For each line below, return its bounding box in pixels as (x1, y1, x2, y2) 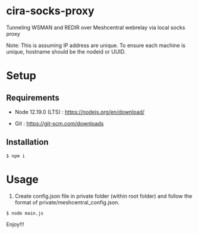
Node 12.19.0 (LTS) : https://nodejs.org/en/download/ (14, 108, 144, 116)
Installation (6, 137, 49, 147)
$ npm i (6, 153, 26, 159)
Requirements (6, 92, 59, 102)
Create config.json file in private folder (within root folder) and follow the (14, 192, 193, 199)
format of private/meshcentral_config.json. (14, 198, 120, 206)
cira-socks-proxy (6, 4, 95, 18)
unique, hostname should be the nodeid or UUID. (6, 48, 126, 55)
